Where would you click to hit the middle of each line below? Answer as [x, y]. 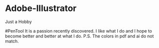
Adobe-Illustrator [41, 8]
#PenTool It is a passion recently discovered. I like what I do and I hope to [79, 31]
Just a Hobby [18, 22]
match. [12, 41]
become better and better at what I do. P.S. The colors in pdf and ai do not [79, 36]
